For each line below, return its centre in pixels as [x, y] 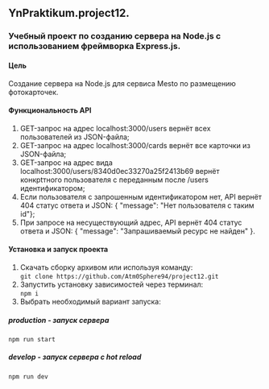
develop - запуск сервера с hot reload [75, 357]
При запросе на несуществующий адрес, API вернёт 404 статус [131, 222]
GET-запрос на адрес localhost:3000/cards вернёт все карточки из [135, 145]
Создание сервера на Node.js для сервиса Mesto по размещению [122, 83]
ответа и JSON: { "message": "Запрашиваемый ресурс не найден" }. [137, 231]
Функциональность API [50, 110]
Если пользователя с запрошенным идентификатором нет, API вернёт [141, 197]
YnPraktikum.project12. [69, 13]
